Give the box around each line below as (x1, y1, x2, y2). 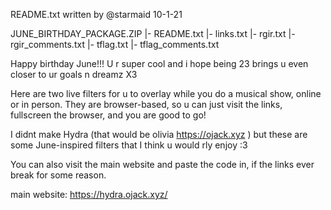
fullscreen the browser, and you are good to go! (10, 109, 207, 121)
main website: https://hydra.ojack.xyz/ (10, 189, 168, 200)
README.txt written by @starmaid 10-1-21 (10, 9, 183, 20)
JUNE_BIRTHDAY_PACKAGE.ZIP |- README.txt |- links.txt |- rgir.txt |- (10, 28, 296, 39)
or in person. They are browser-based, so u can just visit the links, (10, 99, 283, 110)
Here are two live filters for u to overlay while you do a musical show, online (10, 88, 322, 99)
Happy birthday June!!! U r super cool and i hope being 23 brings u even (10, 58, 309, 69)
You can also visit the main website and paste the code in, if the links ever (10, 159, 315, 170)
